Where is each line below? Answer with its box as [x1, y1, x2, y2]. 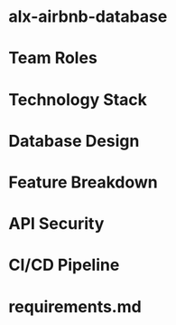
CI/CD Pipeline [8, 255, 120, 275]
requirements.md [8, 296, 142, 317]
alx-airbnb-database [8, 6, 168, 27]
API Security [8, 214, 105, 234]
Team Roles [8, 48, 98, 69]
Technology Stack [8, 89, 148, 110]
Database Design [8, 130, 140, 151]
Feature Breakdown [8, 172, 159, 192]
